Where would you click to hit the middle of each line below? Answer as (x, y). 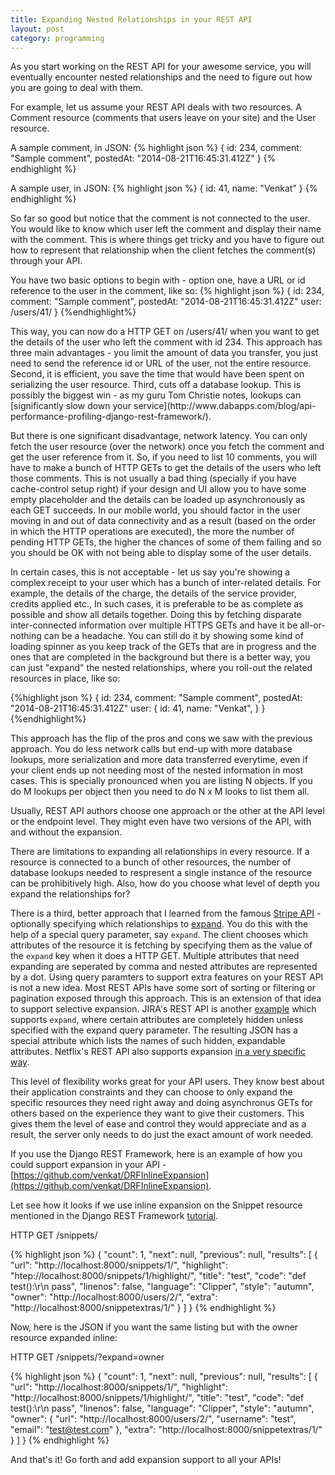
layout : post (37, 29)
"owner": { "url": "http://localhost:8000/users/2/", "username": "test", (153, 1419)
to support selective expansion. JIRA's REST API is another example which (163, 1009)
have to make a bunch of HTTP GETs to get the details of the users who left (166, 468)
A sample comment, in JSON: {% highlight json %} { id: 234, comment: (156, 148)
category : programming (57, 38)
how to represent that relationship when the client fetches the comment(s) (163, 250)
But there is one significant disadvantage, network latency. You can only (159, 436)
